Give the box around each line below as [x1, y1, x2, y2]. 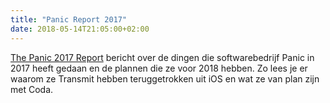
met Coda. [10, 83, 54, 95]
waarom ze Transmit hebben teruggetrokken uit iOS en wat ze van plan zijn [10, 72, 320, 85]
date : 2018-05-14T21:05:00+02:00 [10, 24, 150, 34]
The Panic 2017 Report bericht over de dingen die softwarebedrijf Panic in [10, 51, 315, 63]
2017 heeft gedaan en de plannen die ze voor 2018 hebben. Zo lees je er [10, 62, 308, 74]
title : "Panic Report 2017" [10, 14, 128, 25]
